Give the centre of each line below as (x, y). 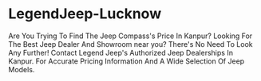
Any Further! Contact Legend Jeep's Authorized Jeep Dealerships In (121, 52)
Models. (22, 69)
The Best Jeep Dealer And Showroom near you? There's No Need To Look (130, 44)
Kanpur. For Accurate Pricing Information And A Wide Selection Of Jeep (127, 61)
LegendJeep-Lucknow (85, 14)
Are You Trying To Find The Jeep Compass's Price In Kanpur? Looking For (130, 36)
